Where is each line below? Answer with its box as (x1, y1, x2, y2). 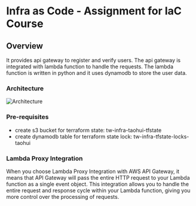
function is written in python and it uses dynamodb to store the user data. (6, 69, 187, 76)
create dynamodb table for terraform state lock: (14, 133, 133, 140)
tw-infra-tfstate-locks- (133, 133, 189, 140)
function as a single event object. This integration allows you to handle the (6, 180, 189, 187)
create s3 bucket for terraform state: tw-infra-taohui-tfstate (14, 126, 162, 134)
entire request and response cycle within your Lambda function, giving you (6, 187, 191, 194)
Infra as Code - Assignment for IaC (6, 4, 182, 18)
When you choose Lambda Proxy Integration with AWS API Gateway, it (6, 168, 180, 175)
